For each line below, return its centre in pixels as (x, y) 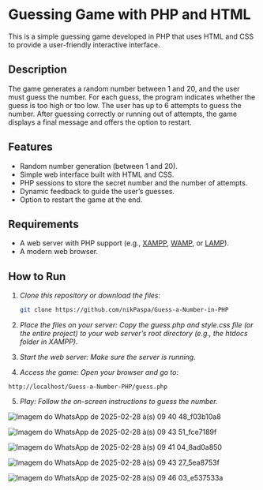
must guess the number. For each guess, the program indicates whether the (132, 97)
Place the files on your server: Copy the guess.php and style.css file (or (137, 325)
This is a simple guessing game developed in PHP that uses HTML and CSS (131, 36)
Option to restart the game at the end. (81, 200)
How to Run (37, 277)
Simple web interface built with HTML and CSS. (97, 174)
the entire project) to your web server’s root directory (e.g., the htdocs (133, 334)
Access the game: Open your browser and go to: (99, 372)
